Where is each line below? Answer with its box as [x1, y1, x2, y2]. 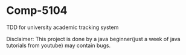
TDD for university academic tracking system [6, 24, 119, 31]
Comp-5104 [6, 4, 68, 18]
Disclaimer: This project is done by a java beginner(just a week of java [6, 35, 181, 42]
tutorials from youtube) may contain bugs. [6, 42, 111, 49]
